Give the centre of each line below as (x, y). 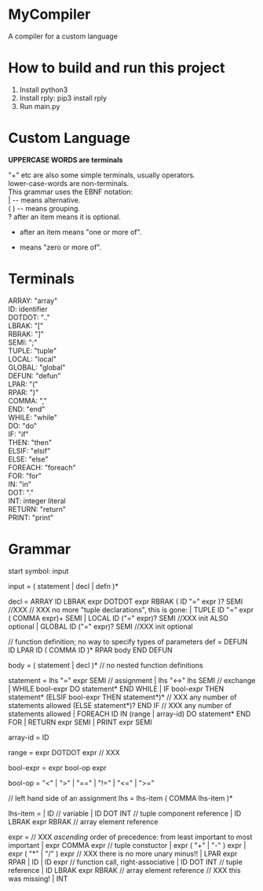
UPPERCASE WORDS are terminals (66, 159)
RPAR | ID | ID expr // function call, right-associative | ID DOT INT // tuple (126, 862)
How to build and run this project (117, 68)
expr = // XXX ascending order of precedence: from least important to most (130, 837)
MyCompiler (49, 15)
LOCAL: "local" (32, 359)
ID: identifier (28, 309)
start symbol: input (38, 571)
